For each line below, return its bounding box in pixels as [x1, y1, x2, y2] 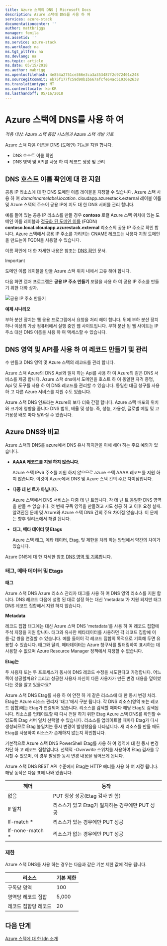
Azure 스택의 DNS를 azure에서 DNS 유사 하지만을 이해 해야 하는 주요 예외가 [5, 442, 153, 448]
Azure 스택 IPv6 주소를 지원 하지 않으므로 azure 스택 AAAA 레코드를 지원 [12, 469, 156, 475]
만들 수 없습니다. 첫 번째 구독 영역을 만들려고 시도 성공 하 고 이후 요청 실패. [17, 503, 162, 509]
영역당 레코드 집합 [7, 894, 47, 901]
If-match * [7, 818, 33, 825]
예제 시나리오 [5, 306, 31, 312]
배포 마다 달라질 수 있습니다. [18, 411, 73, 417]
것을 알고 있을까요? [14, 682, 51, 688]
